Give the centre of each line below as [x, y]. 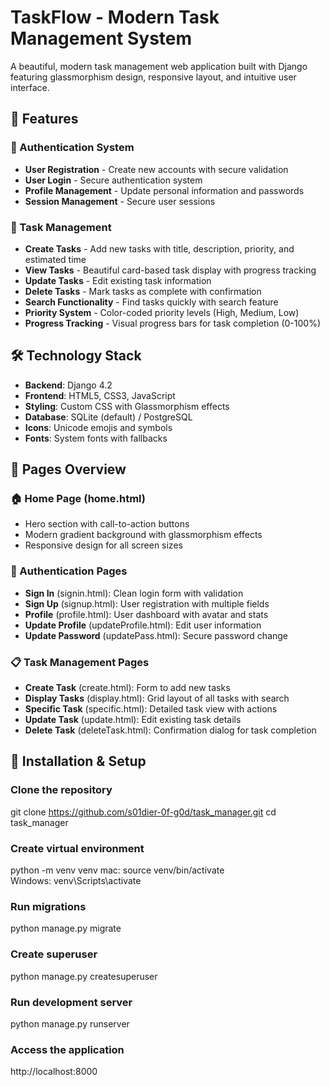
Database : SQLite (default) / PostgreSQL [108, 417]
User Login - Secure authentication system [113, 180]
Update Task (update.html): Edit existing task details [133, 720]
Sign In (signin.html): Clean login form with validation [134, 593]
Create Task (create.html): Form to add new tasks [127, 688]
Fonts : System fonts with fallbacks [96, 438]
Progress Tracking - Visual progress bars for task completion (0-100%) [173, 323]
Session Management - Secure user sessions [120, 201]
